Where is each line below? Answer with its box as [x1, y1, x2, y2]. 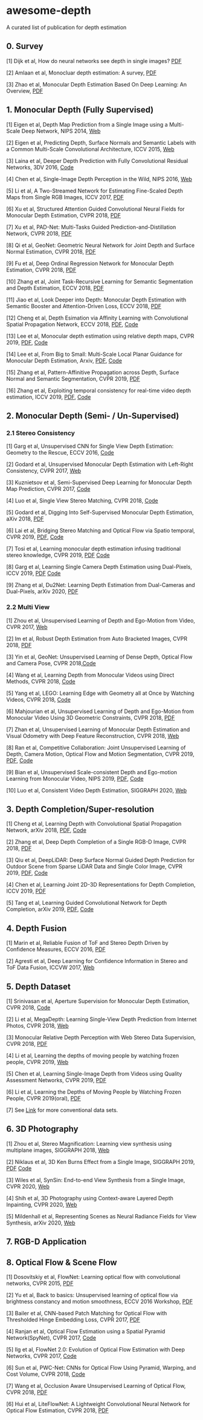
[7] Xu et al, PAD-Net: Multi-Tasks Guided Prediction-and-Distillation [6, 223, 176, 231]
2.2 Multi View [6, 603, 50, 611]
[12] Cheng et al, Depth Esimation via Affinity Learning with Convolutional [6, 314, 188, 321]
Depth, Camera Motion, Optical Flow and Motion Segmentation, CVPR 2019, [6, 750, 195, 757]
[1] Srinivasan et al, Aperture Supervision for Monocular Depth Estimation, [6, 997, 190, 1005]
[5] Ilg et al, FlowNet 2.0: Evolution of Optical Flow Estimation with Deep [6, 1346, 185, 1353]
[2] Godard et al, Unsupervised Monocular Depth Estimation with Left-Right [6, 461, 193, 468]
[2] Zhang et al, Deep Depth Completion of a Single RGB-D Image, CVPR [6, 838, 187, 846]
